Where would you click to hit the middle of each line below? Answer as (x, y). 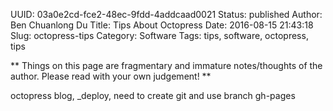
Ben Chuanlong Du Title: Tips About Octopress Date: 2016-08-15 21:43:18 (162, 25)
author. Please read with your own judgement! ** (111, 76)
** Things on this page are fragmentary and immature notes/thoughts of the (166, 65)
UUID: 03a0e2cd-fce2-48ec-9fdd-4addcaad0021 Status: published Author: (166, 14)
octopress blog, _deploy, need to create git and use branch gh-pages (153, 95)
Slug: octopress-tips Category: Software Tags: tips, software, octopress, (159, 35)
